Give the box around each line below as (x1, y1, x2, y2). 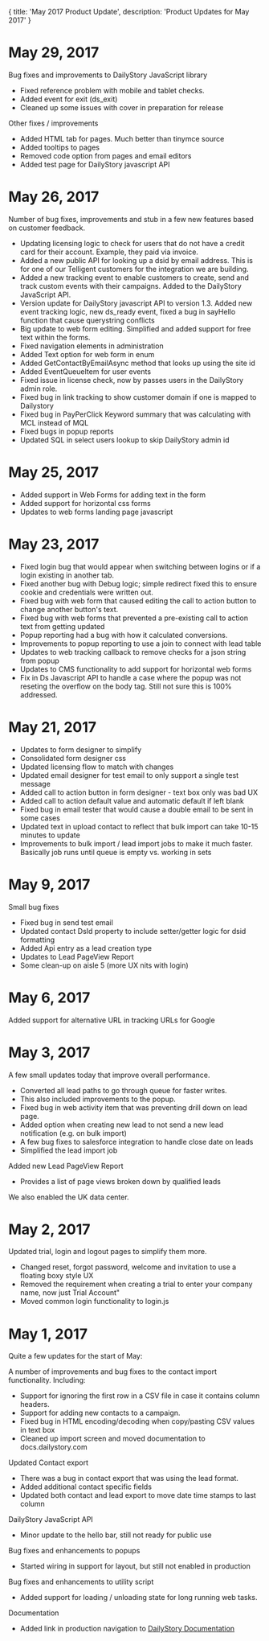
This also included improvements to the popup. (19, 1094, 177, 1104)
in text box (19, 1425, 55, 1435)
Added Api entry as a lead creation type (19, 943, 153, 952)
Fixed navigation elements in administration (19, 341, 164, 351)
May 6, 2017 (8, 989, 91, 1006)
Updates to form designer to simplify (19, 744, 142, 755)
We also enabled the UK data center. (8, 1192, 130, 1202)
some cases (19, 812, 60, 823)
